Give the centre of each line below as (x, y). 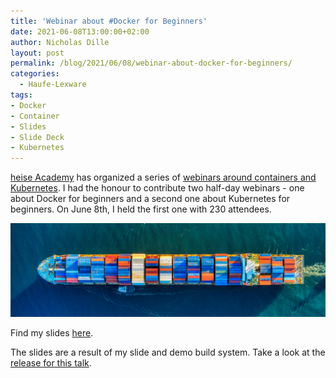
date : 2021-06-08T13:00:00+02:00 (80, 31)
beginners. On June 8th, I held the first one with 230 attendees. (141, 209)
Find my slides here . (52, 333)
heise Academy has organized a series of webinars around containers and (163, 177)
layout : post (37, 53)
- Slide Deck (37, 137)
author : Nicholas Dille (60, 42)
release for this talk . (51, 363)
